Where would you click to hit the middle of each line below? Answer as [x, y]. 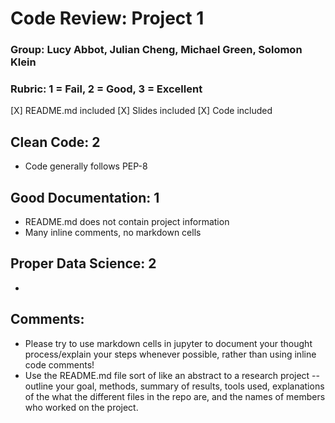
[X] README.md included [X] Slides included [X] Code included [141, 111]
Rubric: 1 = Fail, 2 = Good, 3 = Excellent [106, 89]
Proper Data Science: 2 [83, 263]
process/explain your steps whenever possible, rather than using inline [170, 354]
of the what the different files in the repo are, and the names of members [175, 396]
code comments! [59, 364]
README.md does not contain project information [127, 222]
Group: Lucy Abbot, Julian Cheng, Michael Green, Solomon [156, 50]
